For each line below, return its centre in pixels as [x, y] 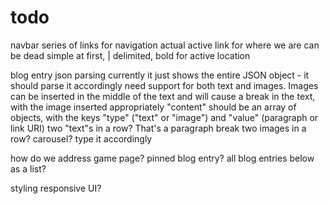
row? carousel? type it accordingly [81, 138]
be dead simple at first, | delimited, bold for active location [130, 55]
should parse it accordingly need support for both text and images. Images [164, 85]
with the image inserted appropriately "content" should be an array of [153, 107]
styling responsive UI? [56, 188]
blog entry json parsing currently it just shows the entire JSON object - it [160, 75]
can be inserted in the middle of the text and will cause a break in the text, [163, 96]
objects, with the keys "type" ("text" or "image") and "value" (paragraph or [164, 117]
